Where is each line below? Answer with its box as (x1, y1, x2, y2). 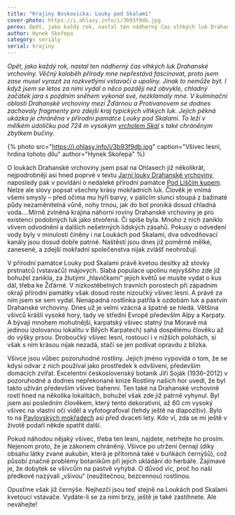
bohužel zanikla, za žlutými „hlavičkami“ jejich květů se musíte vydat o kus (7, 274, 222, 282)
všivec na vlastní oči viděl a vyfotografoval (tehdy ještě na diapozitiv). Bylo (7, 407, 222, 414)
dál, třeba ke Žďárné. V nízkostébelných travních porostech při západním (7, 281, 218, 289)
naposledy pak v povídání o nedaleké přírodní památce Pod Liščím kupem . (7, 178, 222, 186)
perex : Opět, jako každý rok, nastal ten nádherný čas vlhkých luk (7, 23, 208, 30)
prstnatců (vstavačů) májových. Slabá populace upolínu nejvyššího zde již (7, 267, 221, 274)
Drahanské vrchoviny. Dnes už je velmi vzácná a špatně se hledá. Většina (7, 304, 219, 311)
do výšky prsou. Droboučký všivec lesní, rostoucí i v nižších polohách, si (7, 333, 217, 341)
